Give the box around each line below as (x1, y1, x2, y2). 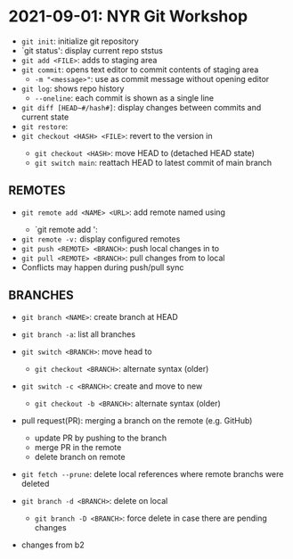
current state (20, 111, 69, 122)
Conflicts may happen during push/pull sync (20, 261, 184, 273)
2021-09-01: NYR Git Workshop (8, 6, 248, 27)
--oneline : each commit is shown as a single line (34, 92, 215, 103)
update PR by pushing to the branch (34, 432, 167, 443)
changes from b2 (20, 539, 85, 550)
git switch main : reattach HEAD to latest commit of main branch (34, 157, 273, 168)
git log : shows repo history (20, 83, 125, 94)
